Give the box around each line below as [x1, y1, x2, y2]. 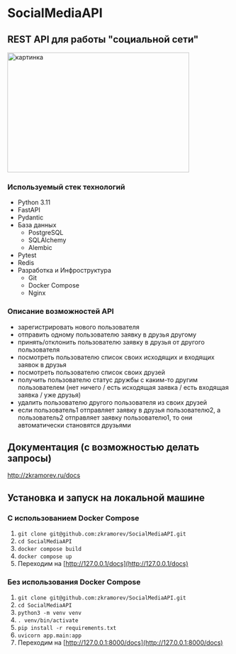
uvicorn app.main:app [17, 632, 82, 640]
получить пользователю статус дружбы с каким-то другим [17, 375, 198, 384]
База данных [17, 221, 57, 229]
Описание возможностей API [7, 307, 115, 317]
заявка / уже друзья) [17, 391, 82, 399]
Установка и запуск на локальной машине [7, 491, 206, 503]
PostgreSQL [28, 229, 64, 237]
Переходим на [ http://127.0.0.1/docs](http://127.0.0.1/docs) [17, 560, 189, 568]
